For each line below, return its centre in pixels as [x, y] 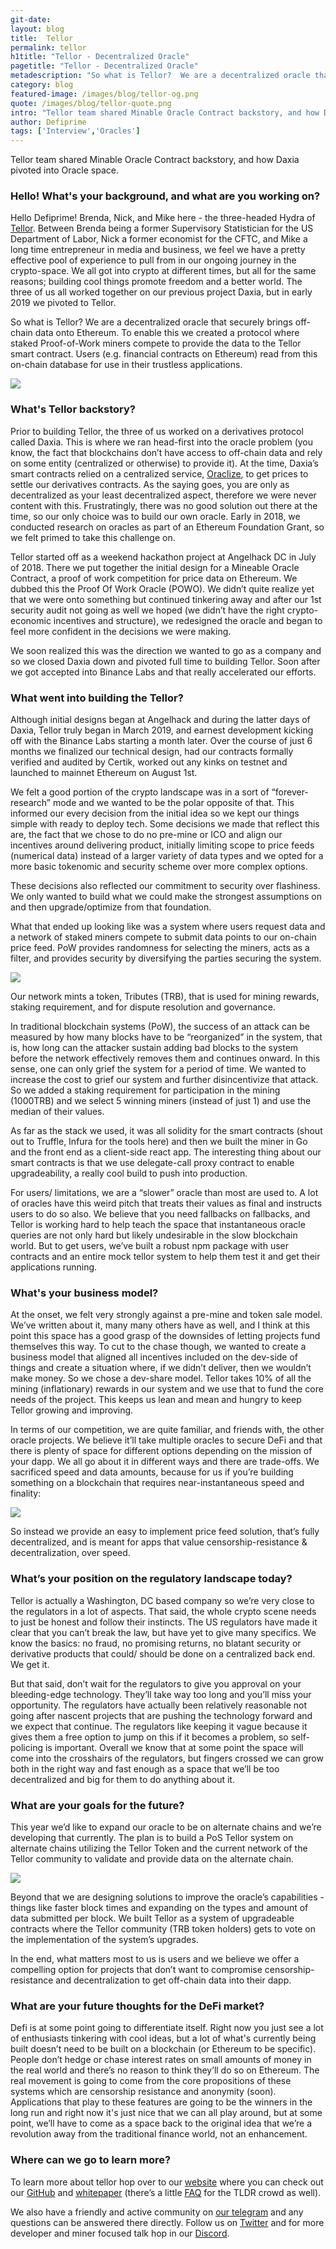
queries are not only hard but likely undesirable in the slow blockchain [154, 1235]
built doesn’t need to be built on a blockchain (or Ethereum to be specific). [163, 2049]
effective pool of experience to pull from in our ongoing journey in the [153, 260]
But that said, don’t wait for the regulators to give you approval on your [156, 1683]
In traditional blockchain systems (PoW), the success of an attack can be [160, 1027]
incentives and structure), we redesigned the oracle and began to [188, 620]
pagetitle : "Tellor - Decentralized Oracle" [104, 66]
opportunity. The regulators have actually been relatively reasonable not [159, 1705]
